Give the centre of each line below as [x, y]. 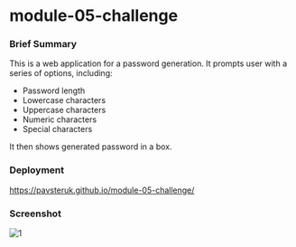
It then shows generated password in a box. [91, 147]
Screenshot [35, 214]
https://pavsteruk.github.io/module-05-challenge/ [102, 190]
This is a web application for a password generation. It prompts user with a [148, 63]
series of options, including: [61, 73]
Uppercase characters [64, 110]
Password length [54, 90]
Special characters [57, 129]
